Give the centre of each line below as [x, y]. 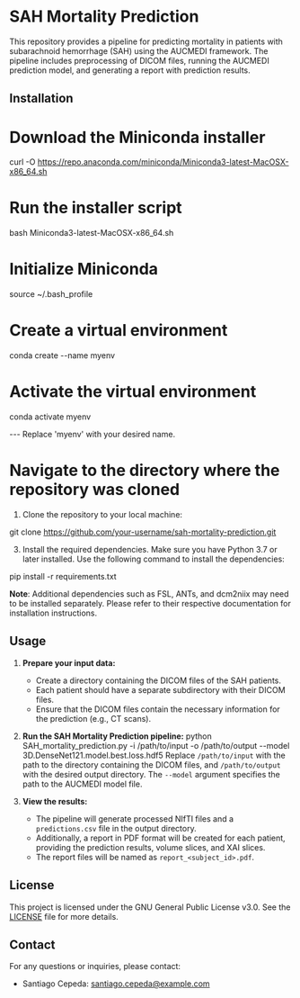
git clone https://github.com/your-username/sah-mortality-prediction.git [143, 532]
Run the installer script [96, 208]
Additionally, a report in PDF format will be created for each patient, [160, 838]
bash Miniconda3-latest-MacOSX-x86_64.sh [92, 233]
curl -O [22, 162]
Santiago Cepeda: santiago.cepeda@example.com [116, 984]
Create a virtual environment [119, 331]
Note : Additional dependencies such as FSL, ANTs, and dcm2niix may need [149, 593]
